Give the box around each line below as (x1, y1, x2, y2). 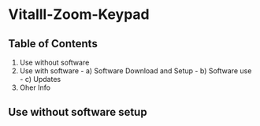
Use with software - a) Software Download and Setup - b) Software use (19, 66, 252, 76)
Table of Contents (8, 37, 98, 50)
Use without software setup (8, 106, 147, 119)
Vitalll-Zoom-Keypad (8, 6, 150, 24)
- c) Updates (19, 75, 61, 83)
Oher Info (19, 83, 51, 92)
